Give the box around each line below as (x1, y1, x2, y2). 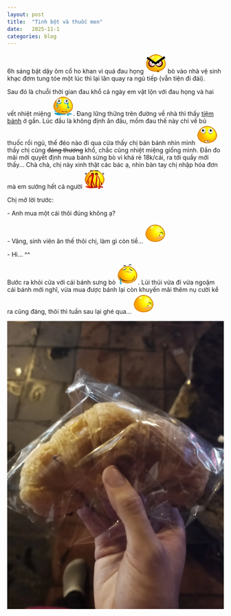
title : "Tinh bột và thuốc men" (7, 18, 103, 25)
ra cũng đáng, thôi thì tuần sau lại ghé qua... (7, 308, 132, 316)
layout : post (7, 11, 45, 18)
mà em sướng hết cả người (7, 183, 82, 191)
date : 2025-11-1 (7, 25, 60, 32)
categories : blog (7, 33, 57, 40)
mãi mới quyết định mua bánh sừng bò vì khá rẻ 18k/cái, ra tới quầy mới (7, 153, 209, 161)
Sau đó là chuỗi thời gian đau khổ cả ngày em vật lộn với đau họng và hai (7, 88, 214, 96)
